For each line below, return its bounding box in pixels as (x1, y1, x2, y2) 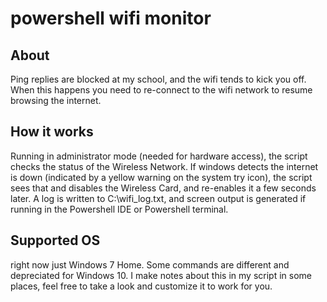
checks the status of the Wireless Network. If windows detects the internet (10, 160, 319, 172)
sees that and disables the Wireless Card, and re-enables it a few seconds (10, 182, 317, 194)
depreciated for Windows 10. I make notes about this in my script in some (10, 269, 312, 281)
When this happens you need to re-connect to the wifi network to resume (10, 84, 313, 96)
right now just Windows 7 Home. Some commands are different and (10, 258, 290, 271)
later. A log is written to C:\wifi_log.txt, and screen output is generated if (10, 192, 307, 204)
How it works (10, 123, 94, 141)
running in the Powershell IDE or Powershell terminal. (10, 203, 229, 215)
